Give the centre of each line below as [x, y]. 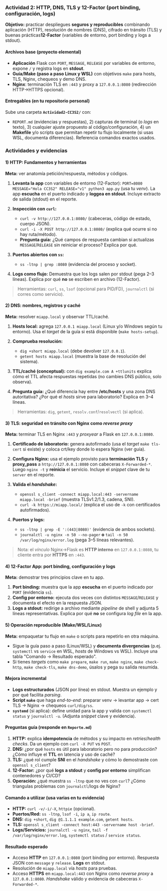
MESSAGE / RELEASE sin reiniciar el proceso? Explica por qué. [79, 245]
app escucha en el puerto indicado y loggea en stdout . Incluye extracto [86, 194]
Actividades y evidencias [36, 150]
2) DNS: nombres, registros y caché [43, 305]
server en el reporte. [33, 475]
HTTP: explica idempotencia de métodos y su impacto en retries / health [86, 739]
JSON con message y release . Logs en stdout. [59, 863]
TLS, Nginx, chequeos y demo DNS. [49, 79]
